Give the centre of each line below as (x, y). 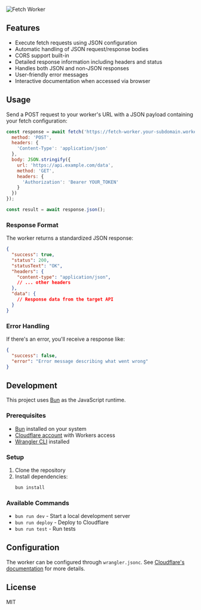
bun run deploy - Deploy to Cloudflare (62, 522)
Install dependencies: (41, 476)
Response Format (32, 225)
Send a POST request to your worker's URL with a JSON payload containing (100, 114)
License (21, 587)
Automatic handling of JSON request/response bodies (81, 49)
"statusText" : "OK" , (37, 266)
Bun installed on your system (51, 429)
